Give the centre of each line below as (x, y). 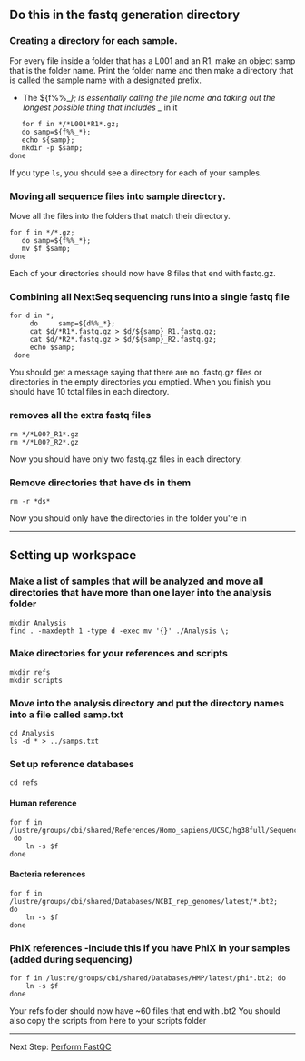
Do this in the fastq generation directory (125, 15)
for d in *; (32, 316)
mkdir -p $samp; (52, 148)
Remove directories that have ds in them (100, 483)
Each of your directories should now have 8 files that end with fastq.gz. (143, 273)
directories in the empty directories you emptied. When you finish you (140, 382)
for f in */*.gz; (42, 232)
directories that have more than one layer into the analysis (140, 593)
